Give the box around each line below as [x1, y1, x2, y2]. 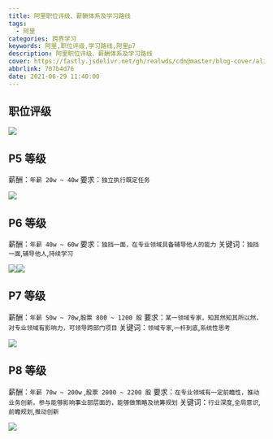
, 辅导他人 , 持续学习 [19, 249, 74, 259]
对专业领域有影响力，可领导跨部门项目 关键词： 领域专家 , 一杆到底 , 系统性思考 [8, 322, 231, 332]
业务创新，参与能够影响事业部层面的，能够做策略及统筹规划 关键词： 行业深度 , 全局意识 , [8, 397, 262, 406]
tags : [8, 20, 27, 28]
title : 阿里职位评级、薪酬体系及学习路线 [8, 11, 132, 20]
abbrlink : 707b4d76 [8, 65, 75, 73]
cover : [8, 58, 31, 66]
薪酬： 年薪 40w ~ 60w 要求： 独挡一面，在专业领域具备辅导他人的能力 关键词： [8, 239, 248, 249]
